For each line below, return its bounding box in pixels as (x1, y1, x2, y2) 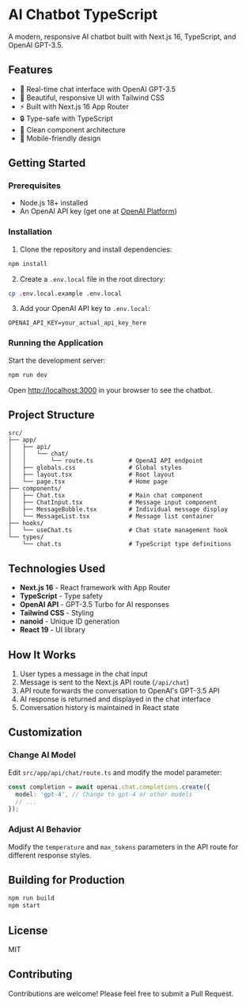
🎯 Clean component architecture (19, 125, 126, 134)
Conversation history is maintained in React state (19, 703, 180, 712)
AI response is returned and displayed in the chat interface (19, 694, 211, 704)
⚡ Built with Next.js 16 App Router (19, 102, 129, 111)
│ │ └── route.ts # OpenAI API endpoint (8, 457, 203, 465)
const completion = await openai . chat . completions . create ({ (8, 783, 211, 791)
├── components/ (8, 485, 62, 493)
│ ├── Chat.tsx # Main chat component (8, 492, 203, 500)
